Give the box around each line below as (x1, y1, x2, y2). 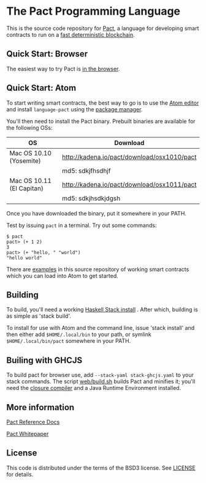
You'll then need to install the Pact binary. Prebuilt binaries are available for (6, 118, 196, 125)
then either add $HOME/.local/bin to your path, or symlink (6, 331, 151, 338)
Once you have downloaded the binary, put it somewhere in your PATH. (6, 209, 187, 217)
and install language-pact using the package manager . (6, 105, 143, 113)
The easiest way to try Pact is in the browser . (6, 65, 120, 72)
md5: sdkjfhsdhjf (62, 167, 111, 175)
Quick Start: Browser (6, 49, 88, 59)
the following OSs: (6, 124, 53, 131)
